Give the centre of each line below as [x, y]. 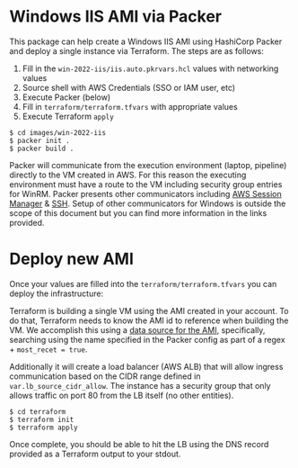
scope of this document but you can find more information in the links [138, 212]
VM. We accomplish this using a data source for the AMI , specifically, [137, 329]
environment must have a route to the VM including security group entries [146, 184]
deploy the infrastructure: [57, 293]
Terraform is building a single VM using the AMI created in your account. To [149, 310]
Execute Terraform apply [68, 116]
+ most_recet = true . [48, 349]
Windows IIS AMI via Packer [116, 17]
